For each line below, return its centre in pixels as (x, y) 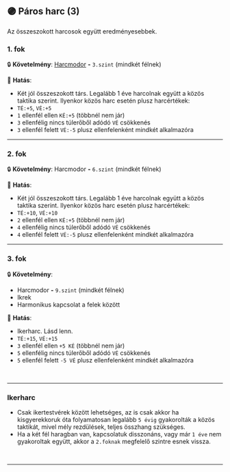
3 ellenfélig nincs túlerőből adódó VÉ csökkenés (84, 122)
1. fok (16, 49)
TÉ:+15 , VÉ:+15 (37, 338)
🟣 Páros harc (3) (43, 11)
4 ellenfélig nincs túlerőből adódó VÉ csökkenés (84, 227)
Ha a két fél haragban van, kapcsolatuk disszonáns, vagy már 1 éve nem (119, 434)
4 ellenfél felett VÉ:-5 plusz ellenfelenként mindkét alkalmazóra (105, 235)
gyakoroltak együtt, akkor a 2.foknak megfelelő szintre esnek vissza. (114, 441)
